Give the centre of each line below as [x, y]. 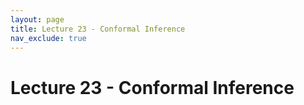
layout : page [37, 19]
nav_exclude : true [48, 38]
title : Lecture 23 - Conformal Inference [98, 29]
